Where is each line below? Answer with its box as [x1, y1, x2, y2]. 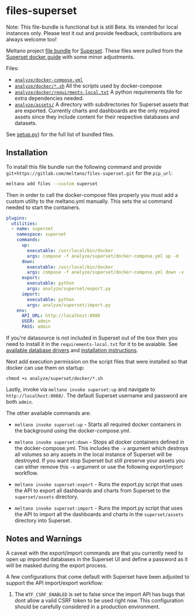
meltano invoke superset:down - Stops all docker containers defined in [14, 438, 185, 445]
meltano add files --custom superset [6, 181, 98, 186]
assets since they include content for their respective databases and [14, 113, 180, 120]
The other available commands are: [6, 410, 92, 416]
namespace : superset [16, 231, 67, 237]
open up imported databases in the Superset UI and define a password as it [6, 555, 188, 562]
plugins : [6, 215, 27, 221]
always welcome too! [6, 36, 57, 43]
